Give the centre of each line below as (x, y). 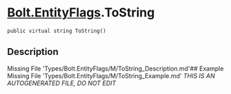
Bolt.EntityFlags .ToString (81, 13)
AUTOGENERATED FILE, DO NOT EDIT (62, 83)
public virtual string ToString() (57, 31)
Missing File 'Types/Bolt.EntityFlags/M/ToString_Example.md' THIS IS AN (111, 75)
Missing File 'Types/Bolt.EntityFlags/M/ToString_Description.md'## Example (115, 68)
